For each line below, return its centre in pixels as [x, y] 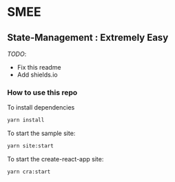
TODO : [17, 54]
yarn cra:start [29, 172]
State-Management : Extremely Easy [88, 38]
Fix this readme [39, 67]
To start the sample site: [41, 133]
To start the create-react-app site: [55, 159]
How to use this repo [42, 92]
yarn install [26, 120]
